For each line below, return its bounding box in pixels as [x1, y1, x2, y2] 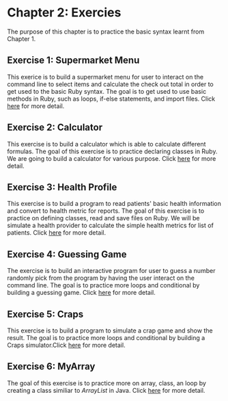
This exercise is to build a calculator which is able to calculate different [7, 140, 206, 148]
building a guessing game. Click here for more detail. [7, 289, 156, 297]
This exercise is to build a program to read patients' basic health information [7, 200, 222, 208]
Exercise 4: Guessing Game [7, 248, 128, 260]
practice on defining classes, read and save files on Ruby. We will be [7, 214, 200, 222]
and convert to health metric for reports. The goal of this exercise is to [7, 207, 205, 215]
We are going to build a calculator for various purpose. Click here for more [7, 154, 216, 162]
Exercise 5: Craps [7, 308, 84, 320]
